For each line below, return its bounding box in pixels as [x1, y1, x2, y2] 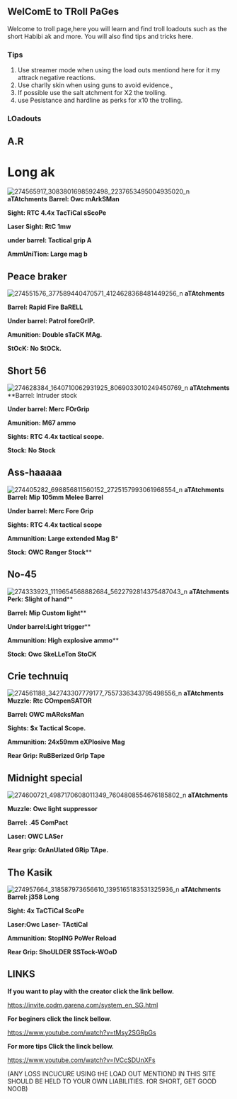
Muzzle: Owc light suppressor [7, 805, 98, 813]
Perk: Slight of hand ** [7, 595, 73, 603]
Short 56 [7, 364, 47, 376]
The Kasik [7, 866, 53, 878]
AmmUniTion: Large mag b [7, 250, 88, 258]
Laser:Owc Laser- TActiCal [7, 920, 88, 929]
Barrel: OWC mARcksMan [7, 710, 85, 719]
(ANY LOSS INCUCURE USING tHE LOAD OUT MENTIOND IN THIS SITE [7, 1069, 216, 1078]
